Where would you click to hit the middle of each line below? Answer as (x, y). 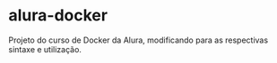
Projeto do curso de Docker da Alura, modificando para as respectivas (138, 40)
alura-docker (58, 16)
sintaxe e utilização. (45, 49)
